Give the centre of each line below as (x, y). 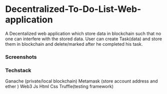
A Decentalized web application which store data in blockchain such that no (83, 33)
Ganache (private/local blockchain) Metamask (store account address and (82, 81)
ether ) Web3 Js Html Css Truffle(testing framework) (59, 87)
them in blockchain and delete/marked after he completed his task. (74, 44)
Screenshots (21, 57)
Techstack (18, 70)
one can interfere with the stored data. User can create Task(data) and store (84, 39)
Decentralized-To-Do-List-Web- (73, 9)
